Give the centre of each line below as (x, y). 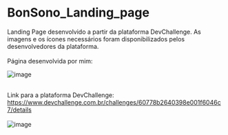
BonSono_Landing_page (79, 13)
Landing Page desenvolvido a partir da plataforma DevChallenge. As (104, 32)
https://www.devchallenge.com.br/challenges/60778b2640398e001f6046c (114, 102)
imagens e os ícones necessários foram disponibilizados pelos (96, 39)
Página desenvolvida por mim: (50, 61)
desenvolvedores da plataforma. (53, 46)
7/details (20, 110)
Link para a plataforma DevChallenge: (61, 95)
